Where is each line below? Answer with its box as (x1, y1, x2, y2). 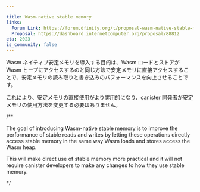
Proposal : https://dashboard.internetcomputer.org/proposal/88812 (11, 30, 180, 36)
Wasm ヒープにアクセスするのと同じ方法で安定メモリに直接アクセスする (6, 66, 184, 73)
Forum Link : (11, 25, 42, 31)
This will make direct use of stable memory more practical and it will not (6, 156, 183, 162)
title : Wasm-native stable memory (6, 14, 92, 20)
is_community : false (6, 42, 58, 48)
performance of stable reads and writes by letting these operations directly (6, 131, 190, 138)
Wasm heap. (6, 144, 37, 151)
